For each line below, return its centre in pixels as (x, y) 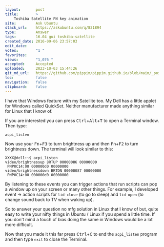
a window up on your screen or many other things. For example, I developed (82, 189)
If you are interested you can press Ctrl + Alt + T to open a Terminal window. (82, 121)
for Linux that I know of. (29, 111)
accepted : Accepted (29, 64)
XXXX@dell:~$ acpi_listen (31, 158)
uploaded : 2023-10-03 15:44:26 (41, 69)
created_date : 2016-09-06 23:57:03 (41, 41)
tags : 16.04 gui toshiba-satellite (50, 37)
